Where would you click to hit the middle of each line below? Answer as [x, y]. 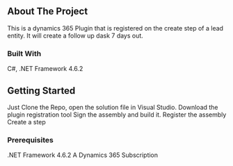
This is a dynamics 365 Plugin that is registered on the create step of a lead [115, 28]
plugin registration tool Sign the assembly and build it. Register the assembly [117, 115]
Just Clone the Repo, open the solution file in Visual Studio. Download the [113, 107]
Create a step [27, 122]
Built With [24, 53]
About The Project [48, 11]
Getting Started [41, 91]
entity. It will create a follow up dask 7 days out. [75, 35]
